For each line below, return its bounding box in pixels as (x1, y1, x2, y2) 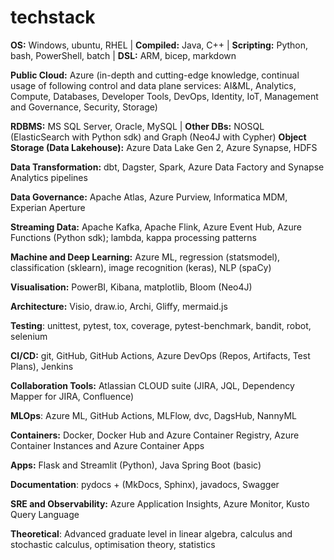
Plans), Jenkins (10, 360, 74, 372)
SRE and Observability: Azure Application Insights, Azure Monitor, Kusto (10, 497, 310, 510)
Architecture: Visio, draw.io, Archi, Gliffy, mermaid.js (10, 300, 228, 312)
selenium (10, 330, 48, 342)
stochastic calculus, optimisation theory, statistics (10, 538, 216, 550)
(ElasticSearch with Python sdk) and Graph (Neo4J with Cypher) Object (10, 131, 307, 143)
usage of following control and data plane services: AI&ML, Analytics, (10, 79, 297, 91)
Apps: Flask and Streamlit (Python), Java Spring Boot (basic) (10, 459, 262, 471)
